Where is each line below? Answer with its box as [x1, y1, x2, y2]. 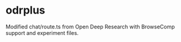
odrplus [5, 4, 46, 17]
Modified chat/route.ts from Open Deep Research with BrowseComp [5, 23, 175, 30]
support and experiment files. [5, 29, 79, 36]
